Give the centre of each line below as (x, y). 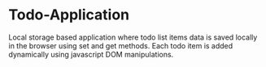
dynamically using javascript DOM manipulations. (91, 54)
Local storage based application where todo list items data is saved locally (133, 37)
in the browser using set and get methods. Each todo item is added (121, 45)
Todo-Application (69, 15)
